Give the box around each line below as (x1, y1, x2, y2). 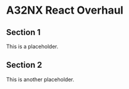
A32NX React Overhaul (6, 4, 124, 17)
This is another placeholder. (6, 75, 74, 83)
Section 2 (6, 60, 43, 70)
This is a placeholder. (6, 43, 58, 50)
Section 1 (6, 27, 40, 37)
